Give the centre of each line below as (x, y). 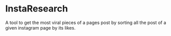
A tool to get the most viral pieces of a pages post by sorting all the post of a (86, 22)
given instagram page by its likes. (40, 27)
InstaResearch (36, 9)
